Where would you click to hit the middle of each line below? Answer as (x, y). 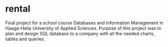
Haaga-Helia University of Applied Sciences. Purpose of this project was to (83, 28)
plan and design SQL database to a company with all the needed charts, (80, 33)
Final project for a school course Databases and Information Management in (84, 23)
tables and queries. (25, 39)
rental (18, 9)
